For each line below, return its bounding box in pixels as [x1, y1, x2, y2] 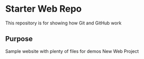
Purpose [5, 35, 33, 43]
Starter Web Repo [5, 3, 82, 15]
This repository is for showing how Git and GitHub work [5, 20, 122, 26]
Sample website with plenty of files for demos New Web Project [5, 48, 139, 54]
